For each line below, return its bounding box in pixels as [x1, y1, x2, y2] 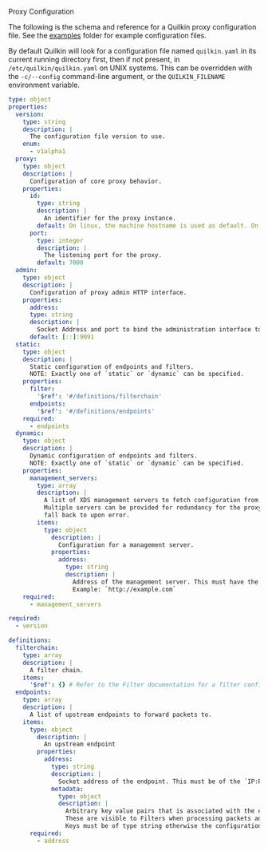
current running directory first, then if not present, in [8, 55, 180, 64]
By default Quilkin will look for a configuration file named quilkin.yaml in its [8, 46, 257, 55]
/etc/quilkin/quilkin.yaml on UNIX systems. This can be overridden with [8, 63, 253, 73]
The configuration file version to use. [29, 133, 166, 141]
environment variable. [8, 80, 80, 89]
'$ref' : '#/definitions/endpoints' [37, 407, 156, 415]
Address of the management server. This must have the [72, 578, 259, 586]
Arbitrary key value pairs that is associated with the [65, 807, 255, 815]
